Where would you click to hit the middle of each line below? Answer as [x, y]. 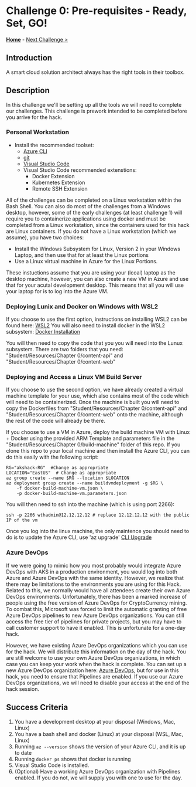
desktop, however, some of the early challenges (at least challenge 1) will [94, 212]
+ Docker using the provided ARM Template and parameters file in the [90, 439]
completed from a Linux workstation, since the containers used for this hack [98, 225]
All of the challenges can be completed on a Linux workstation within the [94, 200]
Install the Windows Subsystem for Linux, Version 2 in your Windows [97, 249]
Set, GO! [27, 23]
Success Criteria [37, 708]
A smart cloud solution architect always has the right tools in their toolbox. [95, 72]
